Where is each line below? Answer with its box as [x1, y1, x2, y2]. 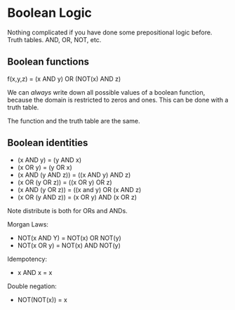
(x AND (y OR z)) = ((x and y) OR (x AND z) [17, 185, 142, 194]
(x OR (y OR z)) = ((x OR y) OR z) [17, 177, 112, 187]
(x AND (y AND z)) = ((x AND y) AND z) [17, 170, 131, 179]
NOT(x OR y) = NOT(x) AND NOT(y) [17, 241, 121, 250]
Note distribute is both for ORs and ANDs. [7, 206, 128, 215]
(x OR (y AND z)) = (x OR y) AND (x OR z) [17, 193, 137, 201]
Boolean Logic [7, 5, 93, 21]
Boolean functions [7, 56, 90, 68]
